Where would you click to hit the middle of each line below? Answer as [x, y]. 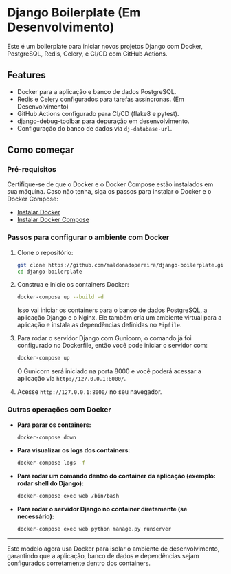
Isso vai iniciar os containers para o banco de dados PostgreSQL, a [112, 310]
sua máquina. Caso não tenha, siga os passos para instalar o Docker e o [109, 192]
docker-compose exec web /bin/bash [68, 496]
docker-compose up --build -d [60, 297]
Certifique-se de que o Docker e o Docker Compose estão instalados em [110, 184]
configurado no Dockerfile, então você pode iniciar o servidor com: [112, 346]
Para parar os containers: [54, 425]
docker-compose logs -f [51, 463]
